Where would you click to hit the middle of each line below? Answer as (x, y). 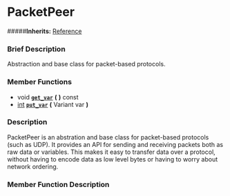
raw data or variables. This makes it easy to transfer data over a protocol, (111, 152)
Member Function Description (58, 184)
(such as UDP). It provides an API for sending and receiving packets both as (115, 144)
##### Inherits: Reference (45, 31)
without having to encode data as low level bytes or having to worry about (113, 159)
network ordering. (33, 166)
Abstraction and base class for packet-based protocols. (86, 64)
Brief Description (36, 49)
